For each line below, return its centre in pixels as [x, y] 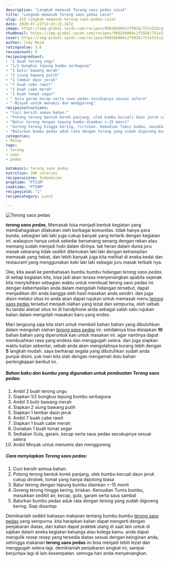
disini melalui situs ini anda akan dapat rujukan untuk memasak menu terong [84, 298]
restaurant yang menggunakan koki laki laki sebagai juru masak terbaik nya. [84, 262]
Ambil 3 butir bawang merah [42, 402]
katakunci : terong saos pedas [37, 168]
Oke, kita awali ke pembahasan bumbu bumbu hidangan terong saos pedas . [84, 272]
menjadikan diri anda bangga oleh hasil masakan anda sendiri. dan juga [79, 293]
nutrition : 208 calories [32, 173]
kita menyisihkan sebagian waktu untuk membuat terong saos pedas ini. [80, 282]
